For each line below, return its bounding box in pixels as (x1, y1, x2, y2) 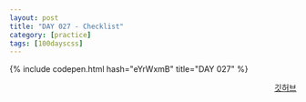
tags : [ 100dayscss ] (9, 38, 84, 48)
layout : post (9, 13, 59, 23)
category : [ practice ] (9, 30, 92, 39)
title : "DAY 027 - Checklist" (9, 22, 125, 31)
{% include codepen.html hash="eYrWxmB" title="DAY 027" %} (9, 64, 249, 75)
